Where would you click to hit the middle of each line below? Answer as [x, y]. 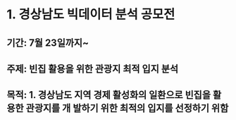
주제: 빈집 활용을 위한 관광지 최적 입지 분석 [93, 69]
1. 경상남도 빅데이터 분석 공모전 [91, 14]
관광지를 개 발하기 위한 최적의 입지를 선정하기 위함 [127, 108]
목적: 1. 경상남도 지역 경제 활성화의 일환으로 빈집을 [108, 95]
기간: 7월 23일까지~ [48, 43]
